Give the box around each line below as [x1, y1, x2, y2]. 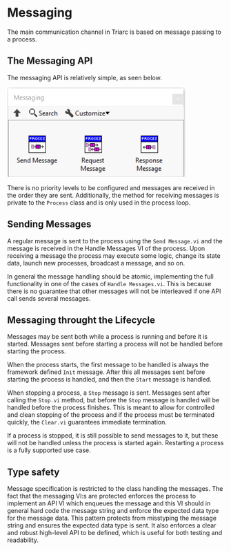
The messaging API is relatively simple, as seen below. [7, 73, 162, 82]
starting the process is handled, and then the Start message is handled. [7, 375, 212, 384]
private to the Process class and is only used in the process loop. [7, 198, 191, 207]
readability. [7, 536, 39, 544]
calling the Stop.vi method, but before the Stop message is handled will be [7, 396, 219, 404]
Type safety [7, 466, 60, 478]
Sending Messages [7, 218, 92, 230]
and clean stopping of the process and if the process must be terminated [7, 411, 215, 419]
